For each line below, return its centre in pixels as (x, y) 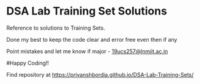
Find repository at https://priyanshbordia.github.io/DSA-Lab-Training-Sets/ (100, 74)
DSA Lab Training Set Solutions (87, 11)
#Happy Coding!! (28, 63)
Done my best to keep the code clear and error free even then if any (92, 39)
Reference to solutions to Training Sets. (56, 28)
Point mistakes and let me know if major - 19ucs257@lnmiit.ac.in (87, 51)
